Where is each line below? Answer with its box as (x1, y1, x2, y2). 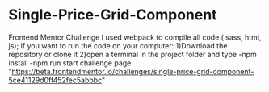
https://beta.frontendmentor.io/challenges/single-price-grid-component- (11, 66, 254, 76)
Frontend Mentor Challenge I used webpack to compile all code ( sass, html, (8, 32, 262, 42)
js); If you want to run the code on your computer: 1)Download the (8, 40, 228, 50)
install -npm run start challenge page (8, 58, 132, 68)
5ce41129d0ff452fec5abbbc (8, 75, 103, 85)
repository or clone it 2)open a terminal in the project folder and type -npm (8, 49, 257, 59)
